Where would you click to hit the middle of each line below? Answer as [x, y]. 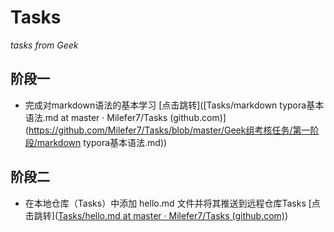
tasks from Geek [44, 45]
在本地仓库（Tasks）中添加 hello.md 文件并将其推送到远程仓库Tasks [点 [172, 203]
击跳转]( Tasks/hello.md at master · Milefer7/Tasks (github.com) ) [156, 215]
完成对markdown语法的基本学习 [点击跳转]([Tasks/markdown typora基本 [174, 105]
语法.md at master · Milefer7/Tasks [96, 117]
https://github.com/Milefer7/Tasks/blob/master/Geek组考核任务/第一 [169, 130]
